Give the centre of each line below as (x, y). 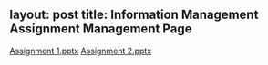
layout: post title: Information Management (134, 15)
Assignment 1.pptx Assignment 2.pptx (81, 51)
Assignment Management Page (101, 29)
